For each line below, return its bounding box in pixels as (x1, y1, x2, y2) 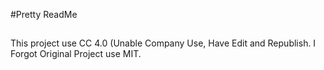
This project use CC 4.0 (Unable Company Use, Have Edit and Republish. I (10, 37, 317, 49)
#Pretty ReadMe (10, 9, 78, 20)
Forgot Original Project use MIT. (10, 48, 142, 60)
